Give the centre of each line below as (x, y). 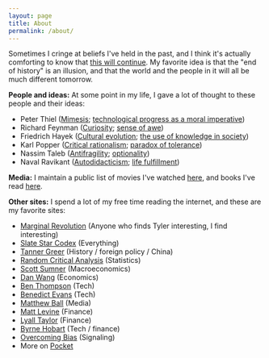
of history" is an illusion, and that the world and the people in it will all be (129, 71)
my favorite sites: (37, 210)
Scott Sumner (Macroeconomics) (75, 269)
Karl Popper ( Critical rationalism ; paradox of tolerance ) (111, 145)
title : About (30, 23)
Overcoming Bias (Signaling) (67, 337)
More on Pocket (46, 346)
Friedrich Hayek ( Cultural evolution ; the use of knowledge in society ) (134, 136)
